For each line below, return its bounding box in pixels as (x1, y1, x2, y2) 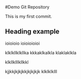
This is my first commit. (5, 14, 52, 19)
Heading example (5, 28, 60, 36)
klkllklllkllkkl (5, 59, 29, 65)
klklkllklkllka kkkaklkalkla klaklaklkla (5, 49, 77, 55)
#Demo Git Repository (5, 4, 50, 10)
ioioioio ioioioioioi (5, 40, 40, 46)
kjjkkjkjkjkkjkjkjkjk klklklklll (5, 68, 58, 74)
